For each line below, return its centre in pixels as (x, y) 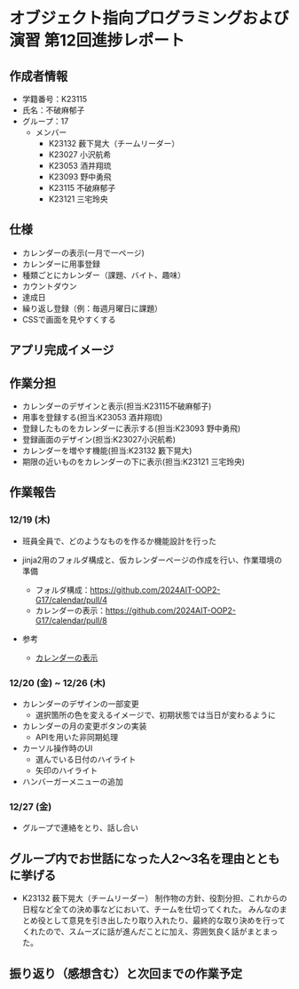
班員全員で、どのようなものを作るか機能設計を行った (119, 541)
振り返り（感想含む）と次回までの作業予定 (126, 973)
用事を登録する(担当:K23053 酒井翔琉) (92, 418)
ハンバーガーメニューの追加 (73, 782)
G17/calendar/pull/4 (71, 600)
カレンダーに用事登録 (61, 264)
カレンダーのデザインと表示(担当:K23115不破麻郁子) (117, 406)
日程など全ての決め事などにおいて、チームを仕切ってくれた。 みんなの (151, 909)
